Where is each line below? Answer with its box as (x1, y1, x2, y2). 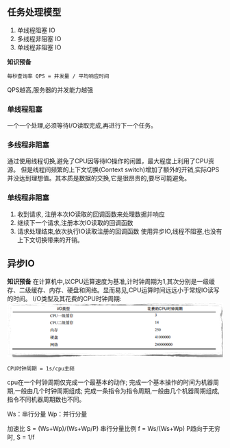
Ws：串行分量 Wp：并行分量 (7, 410, 88, 418)
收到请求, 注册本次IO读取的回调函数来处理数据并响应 (16, 210, 166, 218)
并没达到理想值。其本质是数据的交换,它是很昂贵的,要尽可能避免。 (7, 174, 191, 182)
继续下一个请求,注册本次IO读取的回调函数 (16, 218, 133, 226)
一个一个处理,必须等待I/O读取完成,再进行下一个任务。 (7, 121, 157, 130)
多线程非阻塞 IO (16, 34, 62, 43)
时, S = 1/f (7, 433, 36, 441)
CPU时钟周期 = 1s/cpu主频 (7, 365, 75, 372)
